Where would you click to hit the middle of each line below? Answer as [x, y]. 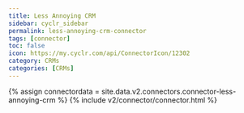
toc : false [27, 46]
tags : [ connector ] [39, 38]
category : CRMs [34, 61]
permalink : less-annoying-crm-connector [78, 31]
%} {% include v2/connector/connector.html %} [137, 100]
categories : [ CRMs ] [41, 69]
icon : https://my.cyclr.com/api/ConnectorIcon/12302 [99, 53]
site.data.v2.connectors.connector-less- [169, 91]
